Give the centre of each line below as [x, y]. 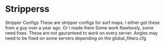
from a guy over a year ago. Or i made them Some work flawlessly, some [79, 27]
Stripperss [27, 9]
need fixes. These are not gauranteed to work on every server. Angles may [82, 33]
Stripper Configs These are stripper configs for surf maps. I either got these [82, 23]
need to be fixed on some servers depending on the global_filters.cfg [76, 38]
